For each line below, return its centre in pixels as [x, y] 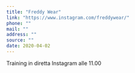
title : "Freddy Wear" [34, 12]
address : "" [21, 35]
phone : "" [19, 23]
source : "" [20, 40]
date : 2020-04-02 [28, 46]
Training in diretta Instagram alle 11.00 [54, 63]
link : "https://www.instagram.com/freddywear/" [68, 18]
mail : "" [17, 29]
